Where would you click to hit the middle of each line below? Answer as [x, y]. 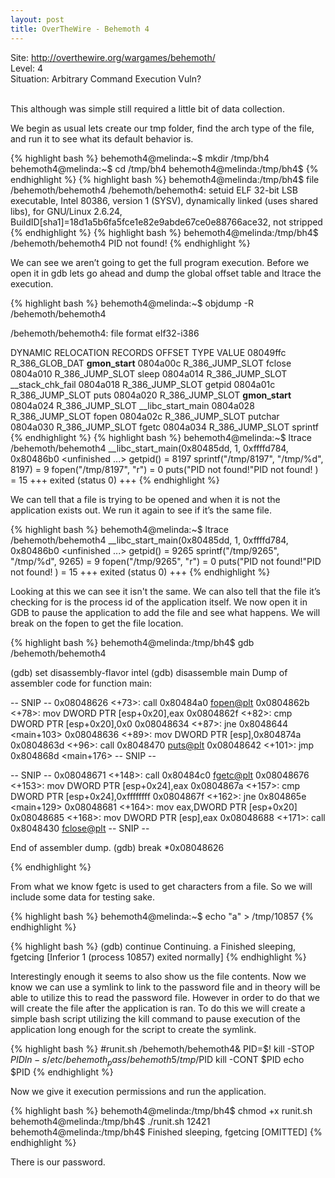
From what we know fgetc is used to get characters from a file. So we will [161, 886]
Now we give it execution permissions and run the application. [138, 1092]
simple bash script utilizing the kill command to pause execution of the [155, 1018]
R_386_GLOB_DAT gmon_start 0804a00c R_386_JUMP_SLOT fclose [151, 363]
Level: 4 [26, 68]
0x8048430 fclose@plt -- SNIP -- [80, 828]
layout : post [37, 19]
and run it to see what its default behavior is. [102, 138]
